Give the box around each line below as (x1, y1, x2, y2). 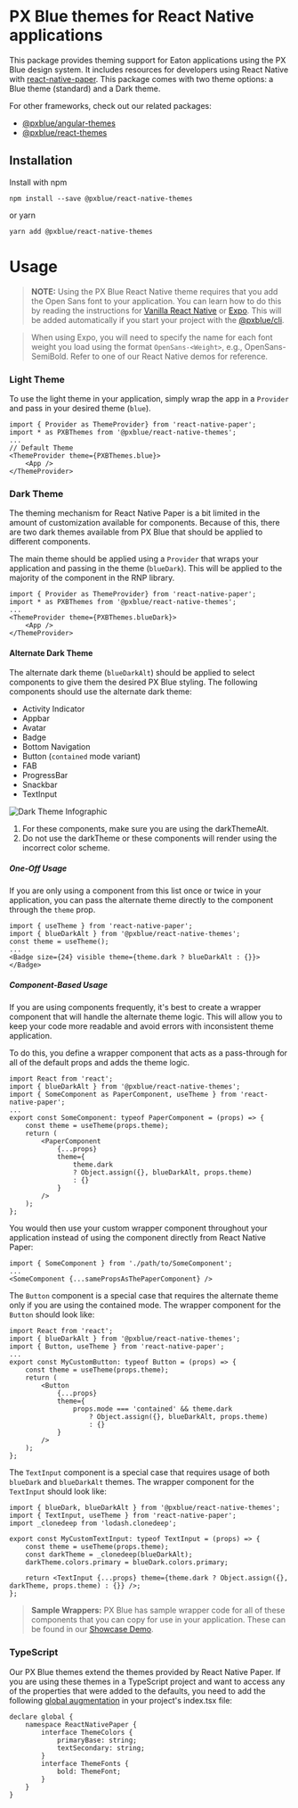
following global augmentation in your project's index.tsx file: (9, 1695, 233, 1705)
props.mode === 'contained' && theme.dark (72, 1405, 233, 1414)
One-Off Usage (9, 863, 68, 874)
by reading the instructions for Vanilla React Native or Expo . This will (30, 305, 282, 316)
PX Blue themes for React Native (9, 6, 255, 27)
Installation (9, 153, 73, 169)
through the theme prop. (9, 904, 96, 916)
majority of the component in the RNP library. (9, 573, 175, 584)
